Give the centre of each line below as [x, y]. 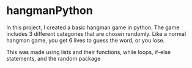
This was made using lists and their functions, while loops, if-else [89, 52]
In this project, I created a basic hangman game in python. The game [93, 27]
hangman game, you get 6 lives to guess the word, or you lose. [86, 40]
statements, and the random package [54, 58]
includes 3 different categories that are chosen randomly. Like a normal [96, 33]
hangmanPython [50, 11]
